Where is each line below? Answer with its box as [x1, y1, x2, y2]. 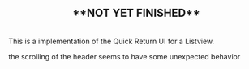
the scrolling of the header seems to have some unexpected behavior [8, 51, 241, 61]
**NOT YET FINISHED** [72, 6, 200, 20]
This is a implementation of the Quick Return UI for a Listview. [8, 36, 215, 46]
